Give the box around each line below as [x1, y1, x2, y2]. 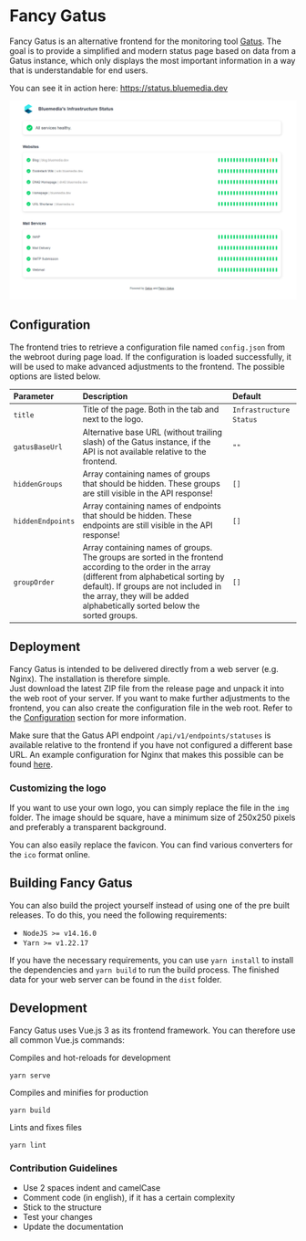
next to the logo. [82, 414, 144, 425]
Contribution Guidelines [9, 1162, 118, 1174]
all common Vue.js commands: [9, 1034, 126, 1046]
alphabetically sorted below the [82, 600, 200, 612]
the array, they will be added [82, 591, 189, 602]
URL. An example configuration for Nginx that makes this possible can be [9, 749, 284, 760]
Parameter [13, 391, 55, 402]
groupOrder [13, 577, 55, 587]
